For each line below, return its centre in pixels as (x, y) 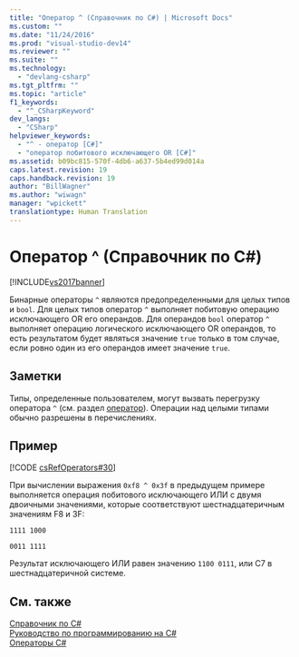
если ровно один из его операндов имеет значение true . (120, 348)
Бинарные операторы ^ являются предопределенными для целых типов (150, 299)
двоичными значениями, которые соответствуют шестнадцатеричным (147, 505)
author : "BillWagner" (50, 187)
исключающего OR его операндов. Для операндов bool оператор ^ (140, 319)
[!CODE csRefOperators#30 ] (63, 467)
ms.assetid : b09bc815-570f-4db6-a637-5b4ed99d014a (107, 161)
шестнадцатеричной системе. (68, 574)
